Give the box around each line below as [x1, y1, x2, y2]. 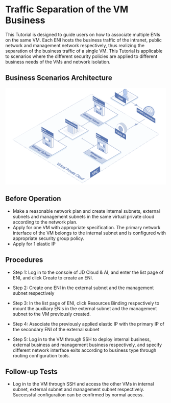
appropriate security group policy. [12, 235, 84, 241]
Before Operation [5, 194, 61, 203]
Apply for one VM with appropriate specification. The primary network [12, 224, 161, 230]
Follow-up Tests [5, 367, 58, 376]
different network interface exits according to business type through [12, 347, 157, 353]
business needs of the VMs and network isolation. [5, 58, 111, 65]
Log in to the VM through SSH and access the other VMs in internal [12, 381, 154, 387]
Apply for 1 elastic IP [12, 240, 56, 247]
